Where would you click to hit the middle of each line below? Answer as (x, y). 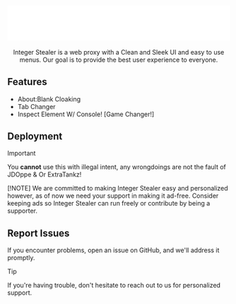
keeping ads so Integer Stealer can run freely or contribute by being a (109, 203)
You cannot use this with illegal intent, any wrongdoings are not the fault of (117, 167)
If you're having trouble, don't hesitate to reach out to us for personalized (114, 286)
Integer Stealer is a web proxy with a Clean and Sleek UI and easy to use (119, 52)
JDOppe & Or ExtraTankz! (45, 174)
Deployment (35, 136)
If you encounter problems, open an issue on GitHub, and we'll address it (113, 250)
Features (27, 82)
